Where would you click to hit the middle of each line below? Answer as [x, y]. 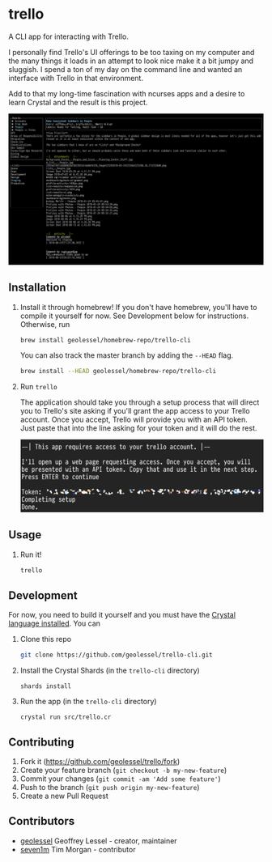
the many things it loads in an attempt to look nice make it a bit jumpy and [131, 61]
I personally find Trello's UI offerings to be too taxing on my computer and [132, 52]
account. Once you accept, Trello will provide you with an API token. [134, 420]
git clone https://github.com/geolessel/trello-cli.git [116, 655]
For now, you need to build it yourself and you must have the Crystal [122, 615]
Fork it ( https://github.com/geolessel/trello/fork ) [100, 761]
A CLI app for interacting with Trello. [69, 36]
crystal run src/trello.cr [66, 717]
